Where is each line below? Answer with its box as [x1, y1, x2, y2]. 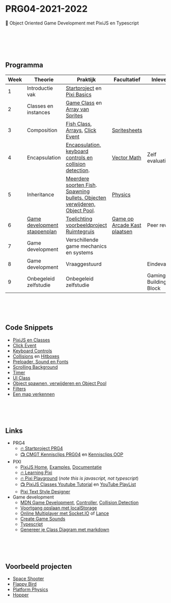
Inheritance [27, 191, 54, 198]
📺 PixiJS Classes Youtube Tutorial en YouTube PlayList [20, 481, 136, 487]
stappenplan [27, 228, 57, 235]
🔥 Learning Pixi [20, 469, 52, 476]
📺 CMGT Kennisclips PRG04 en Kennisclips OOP [20, 452, 124, 458]
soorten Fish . [66, 181, 97, 189]
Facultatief [113, 76, 141, 83]
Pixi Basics [66, 91, 92, 98]
